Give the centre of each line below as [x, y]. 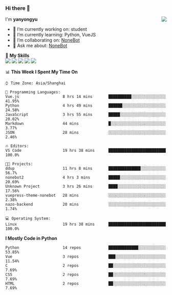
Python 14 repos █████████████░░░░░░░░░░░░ [86, 248]
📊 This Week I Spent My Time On [41, 72]
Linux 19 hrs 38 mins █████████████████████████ [86, 224]
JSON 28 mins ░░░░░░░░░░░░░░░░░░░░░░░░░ [86, 133]
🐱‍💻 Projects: [19, 164]
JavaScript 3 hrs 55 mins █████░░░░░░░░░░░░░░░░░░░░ [86, 115]
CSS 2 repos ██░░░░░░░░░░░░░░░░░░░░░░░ [86, 275]
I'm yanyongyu [21, 19]
